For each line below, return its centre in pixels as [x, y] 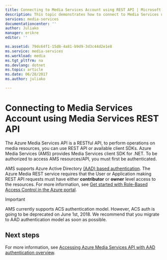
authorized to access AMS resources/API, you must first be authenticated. [81, 159]
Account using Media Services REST [82, 119]
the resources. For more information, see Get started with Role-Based [77, 184]
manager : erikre [22, 33]
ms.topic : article [24, 70]
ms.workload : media [25, 56]
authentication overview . [30, 253]
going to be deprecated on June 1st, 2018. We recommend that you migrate [83, 214]
